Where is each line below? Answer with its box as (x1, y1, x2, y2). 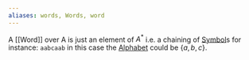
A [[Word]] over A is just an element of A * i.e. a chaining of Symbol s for (8, 33, 242, 44)
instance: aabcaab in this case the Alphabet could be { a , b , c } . (8, 43, 208, 52)
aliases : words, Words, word (8, 11, 105, 20)
